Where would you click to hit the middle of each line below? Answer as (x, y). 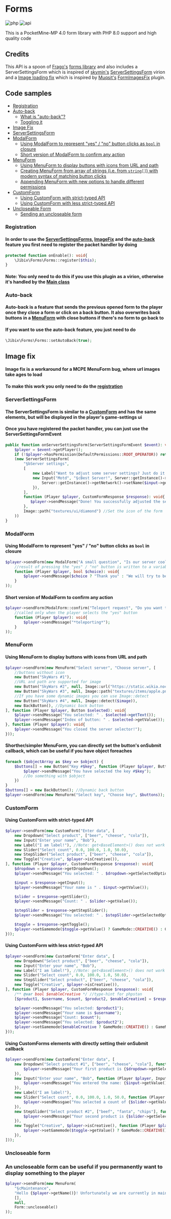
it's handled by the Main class (38, 282)
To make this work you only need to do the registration (64, 386)
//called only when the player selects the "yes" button (76, 613)
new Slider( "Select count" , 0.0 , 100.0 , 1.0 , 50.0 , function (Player (90, 1098)
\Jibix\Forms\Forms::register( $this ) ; (55, 260)
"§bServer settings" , (47, 464)
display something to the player (45, 1173)
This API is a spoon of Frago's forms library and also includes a (72, 66)
